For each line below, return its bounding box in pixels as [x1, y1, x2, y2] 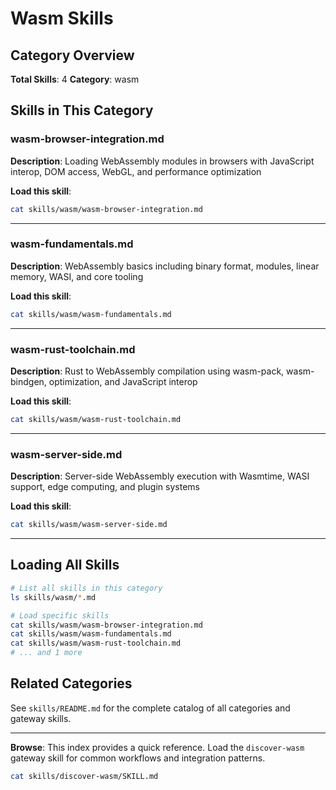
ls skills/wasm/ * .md [10, 592, 97, 602]
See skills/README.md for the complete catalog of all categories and [10, 702, 291, 714]
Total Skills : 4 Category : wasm [10, 73, 140, 85]
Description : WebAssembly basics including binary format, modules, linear [10, 260, 320, 272]
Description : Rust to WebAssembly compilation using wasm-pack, [10, 365, 285, 377]
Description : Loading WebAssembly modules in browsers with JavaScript [10, 155, 315, 167]
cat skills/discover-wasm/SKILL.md [10, 771, 159, 781]
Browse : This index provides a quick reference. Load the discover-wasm [10, 741, 305, 753]
